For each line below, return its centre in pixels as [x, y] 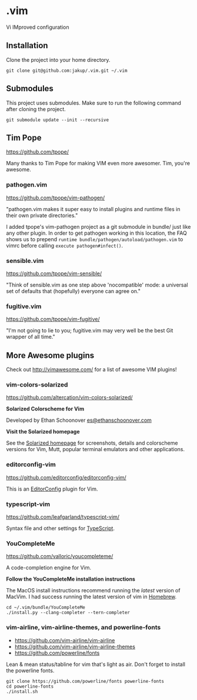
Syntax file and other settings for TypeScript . [60, 528]
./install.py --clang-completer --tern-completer [68, 613]
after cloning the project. [36, 109]
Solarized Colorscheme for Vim [45, 409]
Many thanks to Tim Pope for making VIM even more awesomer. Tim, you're [98, 164]
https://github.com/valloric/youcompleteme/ [60, 556]
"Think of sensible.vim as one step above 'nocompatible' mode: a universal [97, 285]
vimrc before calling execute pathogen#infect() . [65, 245]
